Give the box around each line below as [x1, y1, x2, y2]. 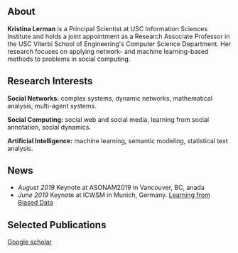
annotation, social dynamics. [7, 123, 91, 131]
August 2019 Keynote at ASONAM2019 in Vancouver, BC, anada [17, 184, 205, 192]
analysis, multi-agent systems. [7, 101, 97, 110]
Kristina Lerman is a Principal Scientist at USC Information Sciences [7, 24, 208, 33]
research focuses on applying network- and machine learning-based [7, 47, 209, 55]
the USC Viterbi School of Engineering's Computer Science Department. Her [7, 39, 232, 48]
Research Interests [7, 75, 93, 87]
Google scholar [7, 237, 52, 247]
